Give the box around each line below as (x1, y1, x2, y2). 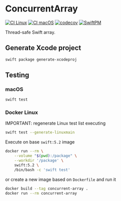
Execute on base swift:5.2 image (5, 139, 75, 145)
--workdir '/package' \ (14, 158, 64, 163)
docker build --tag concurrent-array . (5, 186, 88, 191)
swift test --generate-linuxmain (5, 130, 75, 135)
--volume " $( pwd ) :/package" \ (14, 153, 77, 158)
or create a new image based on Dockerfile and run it (5, 176, 116, 182)
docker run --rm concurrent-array (5, 190, 77, 195)
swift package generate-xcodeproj (5, 57, 77, 62)
